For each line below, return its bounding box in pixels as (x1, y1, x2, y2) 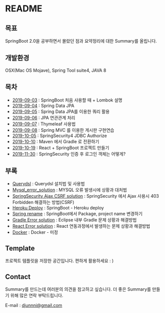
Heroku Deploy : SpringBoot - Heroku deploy (12, 205, 104, 211)
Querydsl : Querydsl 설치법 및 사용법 (12, 181, 85, 187)
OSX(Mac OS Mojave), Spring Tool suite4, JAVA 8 (5, 67, 107, 73)
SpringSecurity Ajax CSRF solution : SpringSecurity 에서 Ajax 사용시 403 (12, 193, 160, 199)
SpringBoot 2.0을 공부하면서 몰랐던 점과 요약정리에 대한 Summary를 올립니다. (5, 38, 157, 44)
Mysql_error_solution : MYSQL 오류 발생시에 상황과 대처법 (12, 187, 127, 193)
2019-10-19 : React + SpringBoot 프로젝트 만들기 (12, 145, 110, 151)
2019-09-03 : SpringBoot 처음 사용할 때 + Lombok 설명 (12, 97, 123, 103)
